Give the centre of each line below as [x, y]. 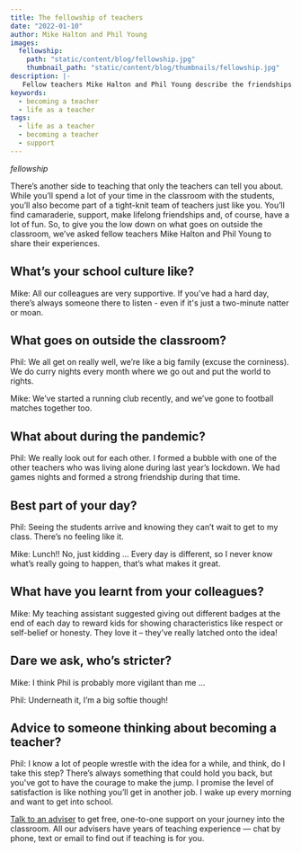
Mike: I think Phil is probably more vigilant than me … [108, 682]
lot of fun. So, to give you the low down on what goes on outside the [137, 224]
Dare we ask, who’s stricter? [91, 661]
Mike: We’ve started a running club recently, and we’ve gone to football [142, 399]
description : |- [40, 76]
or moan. [27, 312]
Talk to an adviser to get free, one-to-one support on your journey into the [148, 820]
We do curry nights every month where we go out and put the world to [141, 372]
